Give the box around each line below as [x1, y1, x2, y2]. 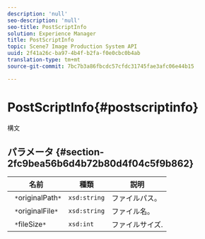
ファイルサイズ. [111, 220, 163, 230]
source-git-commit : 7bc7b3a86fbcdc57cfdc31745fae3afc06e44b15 [7, 63, 194, 70]
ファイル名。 [111, 207, 154, 216]
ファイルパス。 [111, 193, 161, 203]
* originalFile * [14, 206, 59, 216]
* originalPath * [14, 193, 62, 203]
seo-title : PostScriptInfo [7, 23, 87, 30]
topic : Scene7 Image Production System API [7, 43, 138, 50]
